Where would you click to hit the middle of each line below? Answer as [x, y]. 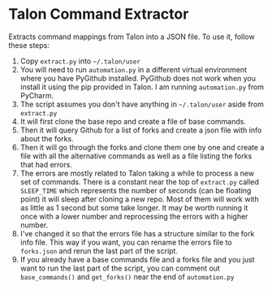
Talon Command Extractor [99, 14]
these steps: [29, 45]
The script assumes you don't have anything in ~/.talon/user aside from [142, 104]
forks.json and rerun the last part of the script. [99, 251]
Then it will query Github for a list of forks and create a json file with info [141, 130]
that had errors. [46, 164]
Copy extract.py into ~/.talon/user [80, 61]
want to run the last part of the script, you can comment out [120, 268]
